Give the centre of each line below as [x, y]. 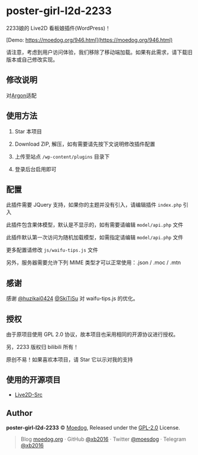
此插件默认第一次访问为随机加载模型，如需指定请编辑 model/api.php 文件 [95, 238]
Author [19, 413]
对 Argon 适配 [21, 95]
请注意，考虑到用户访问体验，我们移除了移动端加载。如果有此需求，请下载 [97, 52]
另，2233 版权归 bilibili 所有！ [42, 347]
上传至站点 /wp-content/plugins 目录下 [62, 156]
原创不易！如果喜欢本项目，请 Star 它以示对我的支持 [69, 359]
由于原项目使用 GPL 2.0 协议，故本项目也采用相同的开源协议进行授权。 [92, 334]
